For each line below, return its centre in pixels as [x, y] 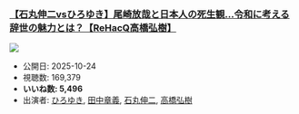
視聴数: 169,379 [52, 78]
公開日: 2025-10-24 [60, 66]
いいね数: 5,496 [53, 89]
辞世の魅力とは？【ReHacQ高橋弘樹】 [93, 27]
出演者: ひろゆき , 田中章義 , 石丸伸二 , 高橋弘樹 [107, 100]
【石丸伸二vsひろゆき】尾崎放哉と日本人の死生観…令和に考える [149, 14]
